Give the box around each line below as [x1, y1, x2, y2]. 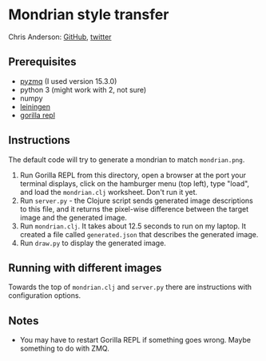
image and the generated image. [19, 212, 128, 222]
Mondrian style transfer [8, 6, 169, 24]
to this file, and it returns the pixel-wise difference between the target [19, 204, 249, 213]
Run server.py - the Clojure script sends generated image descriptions [19, 196, 253, 205]
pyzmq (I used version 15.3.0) [19, 76, 117, 85]
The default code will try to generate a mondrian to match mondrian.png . [8, 154, 245, 165]
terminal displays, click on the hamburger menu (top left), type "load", [19, 178, 250, 188]
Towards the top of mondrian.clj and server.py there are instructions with [8, 282, 252, 292]
